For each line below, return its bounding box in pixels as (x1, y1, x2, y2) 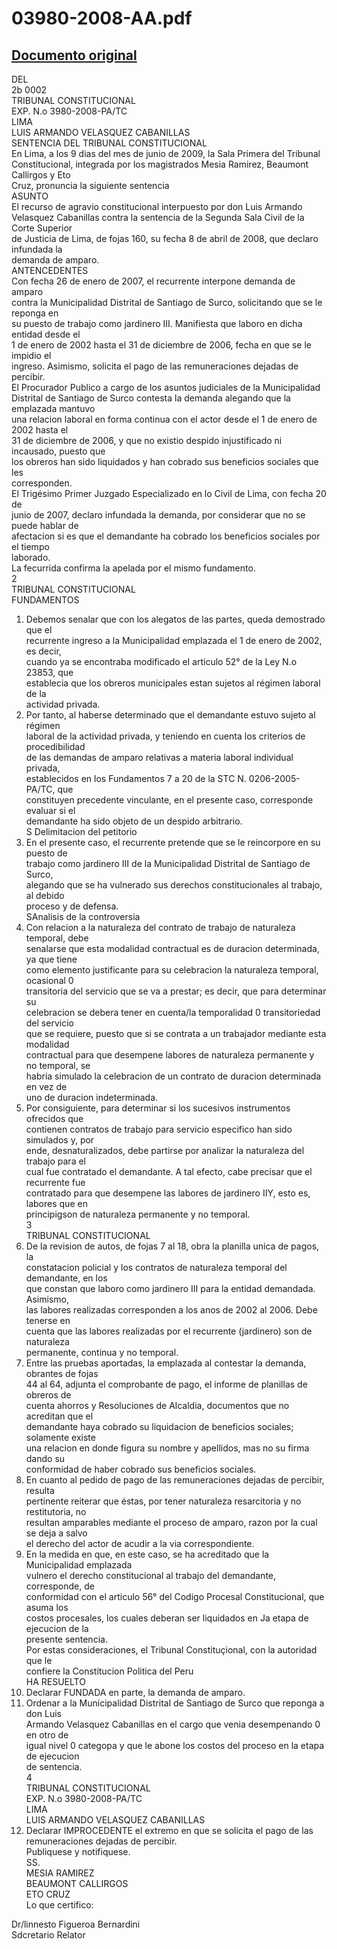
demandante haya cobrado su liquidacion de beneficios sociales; (25, 1421, 294, 1432)
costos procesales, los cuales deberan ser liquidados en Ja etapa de (25, 1612, 309, 1624)
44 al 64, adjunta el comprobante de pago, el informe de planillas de (25, 1378, 308, 1390)
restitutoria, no (25, 1506, 87, 1517)
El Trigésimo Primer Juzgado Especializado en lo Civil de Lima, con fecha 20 (11, 488, 327, 499)
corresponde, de (25, 1580, 95, 1592)
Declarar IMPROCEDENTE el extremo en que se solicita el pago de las (25, 1825, 314, 1836)
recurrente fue (25, 1177, 86, 1188)
